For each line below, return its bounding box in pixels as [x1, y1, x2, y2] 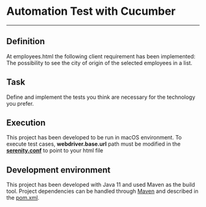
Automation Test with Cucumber [6, 4, 176, 18]
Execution [6, 117, 46, 128]
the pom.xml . [6, 194, 40, 201]
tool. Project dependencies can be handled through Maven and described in [6, 187, 199, 195]
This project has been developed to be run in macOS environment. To [6, 134, 182, 141]
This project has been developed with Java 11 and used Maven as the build [6, 181, 195, 189]
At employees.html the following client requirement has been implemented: [6, 52, 196, 60]
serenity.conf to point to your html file [6, 147, 104, 154]
